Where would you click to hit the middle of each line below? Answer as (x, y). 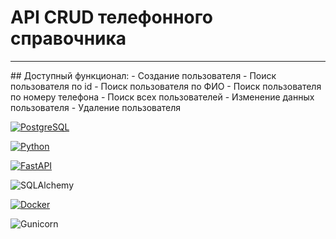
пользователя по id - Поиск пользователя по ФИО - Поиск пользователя (166, 86)
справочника (68, 38)
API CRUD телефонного (111, 17)
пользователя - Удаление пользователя (96, 107)
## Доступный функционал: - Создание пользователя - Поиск (143, 75)
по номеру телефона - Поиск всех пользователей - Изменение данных (162, 97)
